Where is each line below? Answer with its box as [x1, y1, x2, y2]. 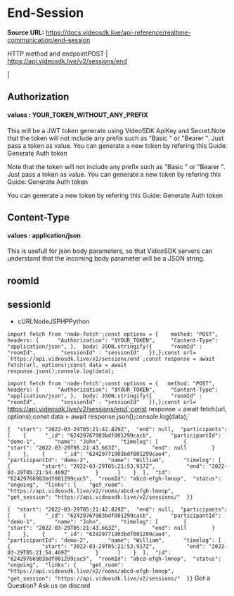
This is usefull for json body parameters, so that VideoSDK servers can [7, 247, 213, 255]
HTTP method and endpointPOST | [7, 49, 108, 58]
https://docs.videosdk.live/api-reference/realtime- [45, 28, 191, 37]
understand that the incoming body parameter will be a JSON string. [7, 254, 205, 263]
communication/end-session [7, 35, 91, 44]
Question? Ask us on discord [7, 581, 91, 590]
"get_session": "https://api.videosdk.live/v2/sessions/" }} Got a [7, 574, 211, 583]
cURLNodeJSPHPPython [17, 317, 90, 325]
